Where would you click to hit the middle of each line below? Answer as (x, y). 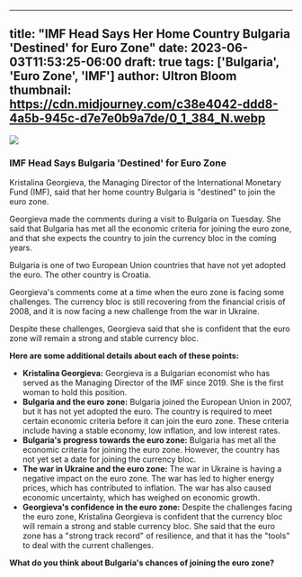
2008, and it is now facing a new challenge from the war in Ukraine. (135, 311)
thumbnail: (40, 90)
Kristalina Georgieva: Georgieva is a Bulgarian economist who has (146, 374)
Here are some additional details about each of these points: (124, 356)
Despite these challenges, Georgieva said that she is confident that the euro (150, 329)
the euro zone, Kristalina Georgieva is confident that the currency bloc (152, 517)
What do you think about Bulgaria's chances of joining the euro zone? (142, 563)
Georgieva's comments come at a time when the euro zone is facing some (147, 293)
